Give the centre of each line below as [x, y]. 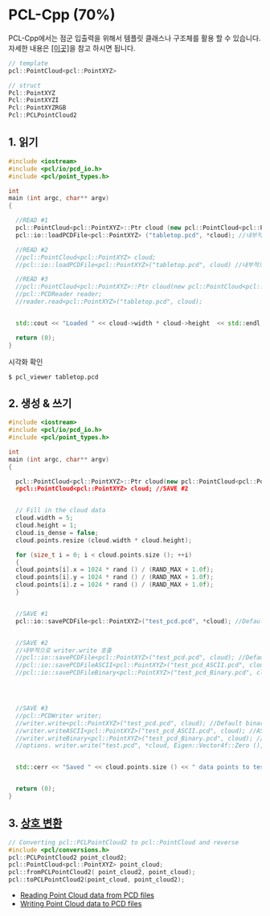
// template [28, 63]
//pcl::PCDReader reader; [59, 294]
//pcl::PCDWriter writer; [59, 716]
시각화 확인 [26, 361]
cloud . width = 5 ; [45, 518]
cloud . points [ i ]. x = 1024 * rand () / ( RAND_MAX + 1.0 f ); [115, 570]
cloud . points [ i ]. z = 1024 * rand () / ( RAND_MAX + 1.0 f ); [115, 585]
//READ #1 [32, 220]
